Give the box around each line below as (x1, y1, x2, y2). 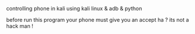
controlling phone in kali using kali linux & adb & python (6, 5, 142, 12)
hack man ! (6, 23, 34, 29)
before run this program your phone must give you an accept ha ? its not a (6, 16, 190, 23)
